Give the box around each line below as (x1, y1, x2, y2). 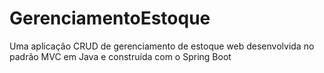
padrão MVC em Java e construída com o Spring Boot (9, 50, 232, 62)
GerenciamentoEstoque (9, 7, 211, 30)
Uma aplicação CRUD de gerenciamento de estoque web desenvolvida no (9, 40, 315, 52)
